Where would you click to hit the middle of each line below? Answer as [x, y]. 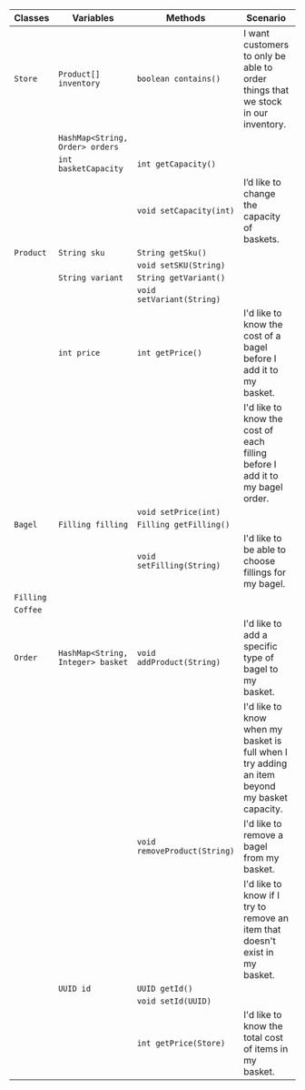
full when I [266, 752]
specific [261, 646]
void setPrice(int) [178, 512]
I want [256, 33]
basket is [263, 741]
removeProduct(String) [186, 851]
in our [256, 113]
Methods [186, 18]
